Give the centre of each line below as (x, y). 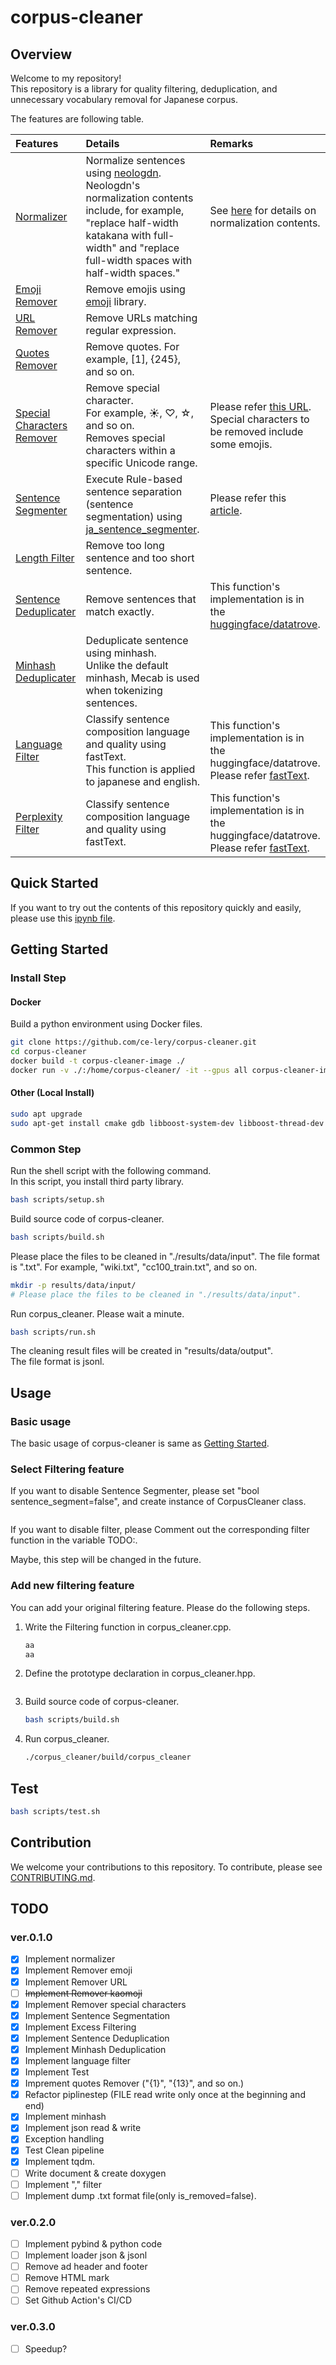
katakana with (118, 235)
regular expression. (131, 330)
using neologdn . (123, 173)
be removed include (256, 431)
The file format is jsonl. (57, 1362)
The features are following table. (77, 119)
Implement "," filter (63, 2184)
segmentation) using (134, 516)
